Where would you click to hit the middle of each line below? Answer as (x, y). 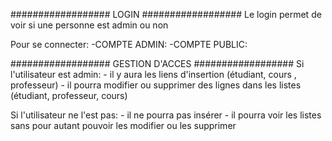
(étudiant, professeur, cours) (69, 95)
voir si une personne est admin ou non (89, 25)
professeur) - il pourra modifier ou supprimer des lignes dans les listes (156, 85)
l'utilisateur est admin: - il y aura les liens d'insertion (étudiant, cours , (153, 74)
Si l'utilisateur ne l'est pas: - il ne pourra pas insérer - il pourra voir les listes (166, 115)
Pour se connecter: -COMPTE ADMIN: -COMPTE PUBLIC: (129, 44)
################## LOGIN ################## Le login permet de (166, 14)
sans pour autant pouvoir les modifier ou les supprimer (123, 125)
